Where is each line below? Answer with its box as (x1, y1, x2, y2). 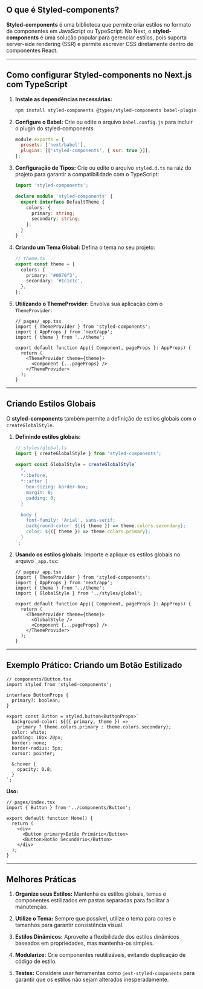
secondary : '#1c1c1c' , (26, 278, 83, 284)
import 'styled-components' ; (14, 182, 89, 188)
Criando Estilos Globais (6, 399, 96, 409)
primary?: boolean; (11, 697, 61, 704)
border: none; (11, 739, 47, 746)
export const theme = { (14, 261, 76, 267)
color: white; (11, 729, 47, 735)
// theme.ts (14, 255, 45, 261)
